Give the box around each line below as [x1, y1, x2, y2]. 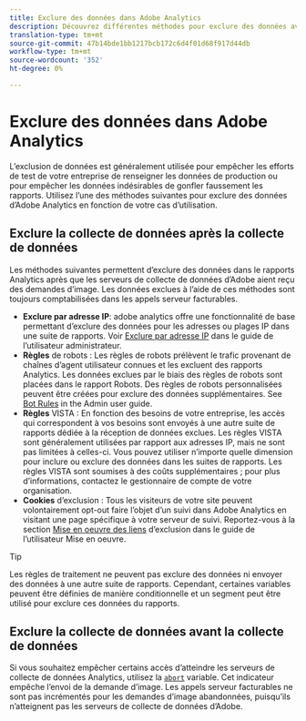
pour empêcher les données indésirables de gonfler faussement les [9, 179, 264, 191]
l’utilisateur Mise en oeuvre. [22, 533, 127, 544]
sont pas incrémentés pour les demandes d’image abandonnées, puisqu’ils [9, 691, 291, 702]
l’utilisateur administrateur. [22, 340, 122, 350]
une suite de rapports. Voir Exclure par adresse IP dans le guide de [22, 330, 274, 341]
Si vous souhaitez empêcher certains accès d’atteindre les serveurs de [9, 662, 276, 674]
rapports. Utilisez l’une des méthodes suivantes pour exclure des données [9, 189, 288, 200]
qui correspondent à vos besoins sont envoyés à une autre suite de [22, 417, 276, 428]
